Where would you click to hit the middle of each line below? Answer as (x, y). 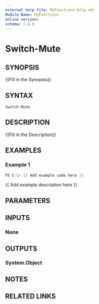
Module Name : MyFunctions (32, 15)
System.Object (24, 263)
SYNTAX (19, 96)
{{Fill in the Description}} (31, 135)
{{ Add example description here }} (41, 185)
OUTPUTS (21, 248)
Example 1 (18, 165)
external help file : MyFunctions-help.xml (50, 10)
